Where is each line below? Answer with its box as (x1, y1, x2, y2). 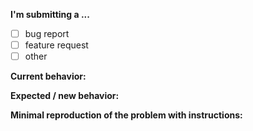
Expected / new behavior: (10, 90, 120, 102)
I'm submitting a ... (10, 9, 90, 20)
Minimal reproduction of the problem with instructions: (10, 109, 243, 121)
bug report (24, 28, 70, 39)
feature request (24, 39, 89, 51)
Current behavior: (10, 70, 87, 83)
